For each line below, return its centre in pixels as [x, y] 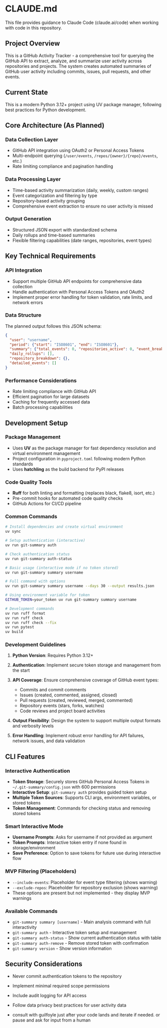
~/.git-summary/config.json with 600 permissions [64, 787]
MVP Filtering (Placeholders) [41, 871]
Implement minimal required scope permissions [61, 986]
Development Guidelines [36, 645]
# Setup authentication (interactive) [45, 541]
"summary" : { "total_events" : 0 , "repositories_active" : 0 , [72, 349]
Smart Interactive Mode [34, 826]
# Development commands [30, 609]
